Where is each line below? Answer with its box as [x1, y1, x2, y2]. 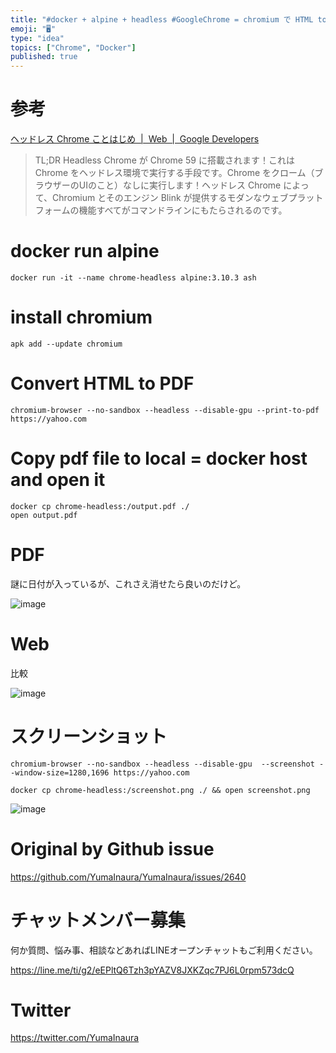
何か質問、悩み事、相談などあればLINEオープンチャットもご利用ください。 [10, 944, 318, 956]
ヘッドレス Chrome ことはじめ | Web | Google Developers [10, 133, 260, 145]
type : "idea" [10, 33, 65, 43]
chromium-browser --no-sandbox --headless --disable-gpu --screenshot [10, 759, 315, 769]
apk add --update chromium [10, 339, 123, 349]
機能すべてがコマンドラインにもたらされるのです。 [78, 204, 288, 216]
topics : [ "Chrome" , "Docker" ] [10, 42, 137, 53]
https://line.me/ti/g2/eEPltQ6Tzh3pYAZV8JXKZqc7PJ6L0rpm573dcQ [10, 964, 295, 976]
